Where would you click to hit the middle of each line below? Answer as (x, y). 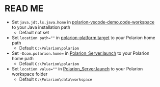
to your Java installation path (41, 27)
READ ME (24, 9)
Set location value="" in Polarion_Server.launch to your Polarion (77, 68)
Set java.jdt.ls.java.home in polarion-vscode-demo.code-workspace (83, 22)
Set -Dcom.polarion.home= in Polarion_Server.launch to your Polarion (80, 53)
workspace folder (29, 74)
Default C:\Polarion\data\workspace (56, 79)
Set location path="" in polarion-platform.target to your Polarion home (83, 38)
